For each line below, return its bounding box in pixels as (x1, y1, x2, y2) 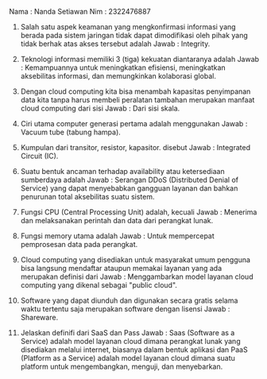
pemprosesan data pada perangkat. (20, 240, 138, 249)
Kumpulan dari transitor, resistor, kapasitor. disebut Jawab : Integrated (20, 143, 251, 152)
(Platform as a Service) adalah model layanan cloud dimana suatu (20, 354, 235, 362)
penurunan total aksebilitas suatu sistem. (20, 192, 155, 201)
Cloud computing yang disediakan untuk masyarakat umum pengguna (20, 255, 251, 265)
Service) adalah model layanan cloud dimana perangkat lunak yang (20, 337, 241, 346)
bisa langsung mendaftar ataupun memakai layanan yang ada (20, 264, 222, 273)
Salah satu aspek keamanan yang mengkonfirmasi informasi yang (20, 22, 237, 31)
